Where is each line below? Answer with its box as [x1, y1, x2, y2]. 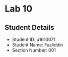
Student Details [5, 23, 54, 32]
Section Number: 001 [12, 47, 56, 53]
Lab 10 [5, 3, 33, 15]
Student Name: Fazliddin [12, 42, 63, 48]
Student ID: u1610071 [12, 36, 56, 42]
